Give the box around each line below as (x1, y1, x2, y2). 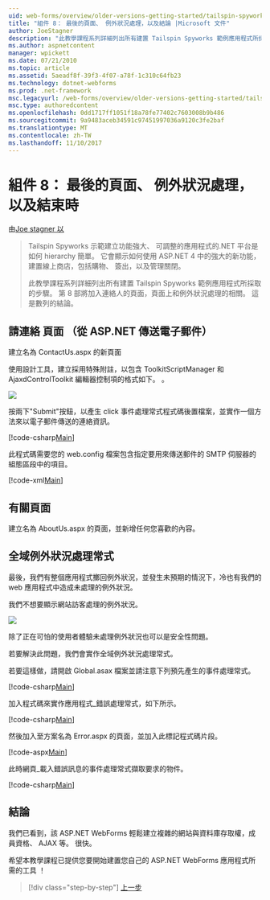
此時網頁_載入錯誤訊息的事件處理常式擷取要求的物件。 (8, 763, 188, 773)
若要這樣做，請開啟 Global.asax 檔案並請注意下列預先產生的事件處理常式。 (8, 665, 256, 676)
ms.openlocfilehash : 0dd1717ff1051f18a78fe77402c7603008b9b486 (8, 109, 225, 117)
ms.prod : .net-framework (8, 86, 92, 95)
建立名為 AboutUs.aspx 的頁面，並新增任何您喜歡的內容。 (8, 524, 200, 533)
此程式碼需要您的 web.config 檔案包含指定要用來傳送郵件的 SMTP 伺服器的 (8, 450, 257, 459)
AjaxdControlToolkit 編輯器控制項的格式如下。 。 (8, 375, 169, 384)
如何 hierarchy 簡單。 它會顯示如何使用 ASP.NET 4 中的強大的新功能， (27, 251, 261, 261)
